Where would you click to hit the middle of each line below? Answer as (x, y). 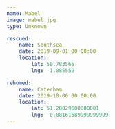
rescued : (19, 38)
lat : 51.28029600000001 (65, 108)
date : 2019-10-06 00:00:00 (57, 96)
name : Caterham (41, 89)
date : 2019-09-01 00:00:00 (57, 51)
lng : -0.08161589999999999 (70, 115)
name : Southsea (41, 45)
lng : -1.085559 (53, 70)
